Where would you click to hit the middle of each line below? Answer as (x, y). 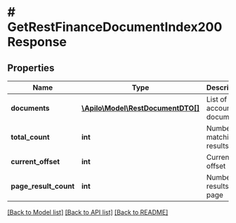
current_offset (35, 162)
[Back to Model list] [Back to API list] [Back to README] (88, 212)
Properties (31, 68)
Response (37, 42)
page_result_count (43, 186)
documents (31, 108)
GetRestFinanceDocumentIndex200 (115, 27)
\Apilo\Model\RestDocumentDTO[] (140, 108)
